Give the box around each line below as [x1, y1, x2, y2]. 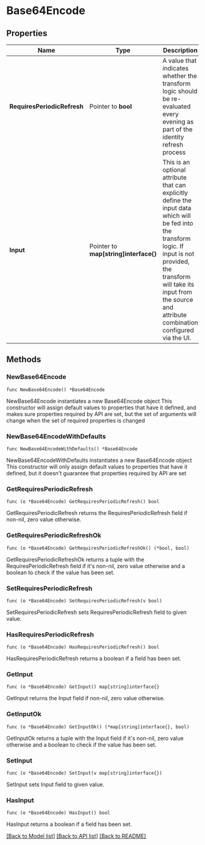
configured [162, 326, 194, 334]
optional [162, 166, 186, 174]
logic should [162, 87, 198, 95]
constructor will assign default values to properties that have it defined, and [6, 404, 196, 411]
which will [162, 211, 191, 220]
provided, [162, 257, 190, 266]
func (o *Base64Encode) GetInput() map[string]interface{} [6, 684, 160, 690]
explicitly [162, 189, 188, 197]
